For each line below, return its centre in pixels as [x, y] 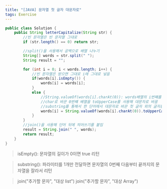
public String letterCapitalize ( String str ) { [63, 33]
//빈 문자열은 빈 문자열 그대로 [50, 37]
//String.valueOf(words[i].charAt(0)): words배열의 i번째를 [101, 97]
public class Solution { [31, 28]
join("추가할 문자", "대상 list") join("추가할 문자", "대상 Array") [78, 181]
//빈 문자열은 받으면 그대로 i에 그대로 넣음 [71, 74]
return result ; [39, 134]
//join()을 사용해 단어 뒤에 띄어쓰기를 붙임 [63, 125]
